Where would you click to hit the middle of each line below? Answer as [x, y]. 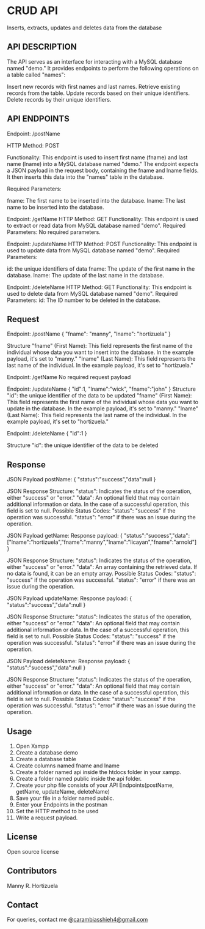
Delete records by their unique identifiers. [59, 99]
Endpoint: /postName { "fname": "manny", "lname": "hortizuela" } [89, 334]
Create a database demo [47, 753]
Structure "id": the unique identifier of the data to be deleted [83, 445]
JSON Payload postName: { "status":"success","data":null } [81, 480]
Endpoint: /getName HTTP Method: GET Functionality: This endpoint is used [103, 219]
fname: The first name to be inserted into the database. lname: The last [96, 200]
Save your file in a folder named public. [65, 798]
